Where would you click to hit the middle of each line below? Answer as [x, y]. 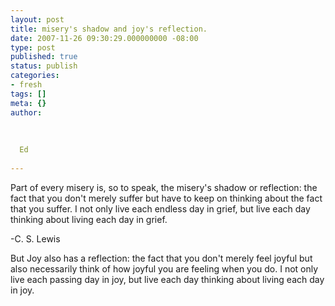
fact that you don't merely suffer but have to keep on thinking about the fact [166, 198]
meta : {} [28, 103]
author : [26, 112]
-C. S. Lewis [35, 238]
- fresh [26, 85]
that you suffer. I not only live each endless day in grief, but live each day [160, 208]
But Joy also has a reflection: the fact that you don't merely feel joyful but [161, 258]
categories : [35, 76]
